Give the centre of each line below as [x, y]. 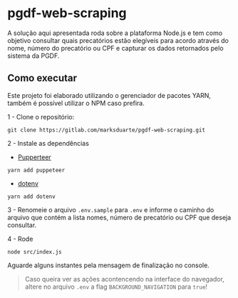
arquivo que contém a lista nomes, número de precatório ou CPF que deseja [119, 217]
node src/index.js [35, 252]
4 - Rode [20, 239]
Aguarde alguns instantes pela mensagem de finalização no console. [109, 265]
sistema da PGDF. [33, 56]
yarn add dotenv [31, 197]
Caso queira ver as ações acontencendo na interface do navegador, [124, 279]
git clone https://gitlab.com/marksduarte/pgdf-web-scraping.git [106, 130]
